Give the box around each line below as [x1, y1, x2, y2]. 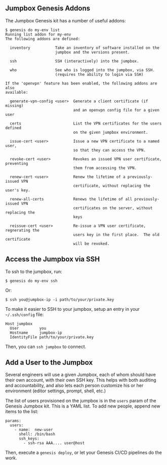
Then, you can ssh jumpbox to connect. [5, 343, 87, 350]
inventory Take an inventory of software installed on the [10, 45, 159, 50]
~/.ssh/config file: [5, 311, 44, 317]
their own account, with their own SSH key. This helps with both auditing [5, 377, 156, 383]
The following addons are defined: [5, 36, 80, 41]
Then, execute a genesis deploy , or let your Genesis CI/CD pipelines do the [5, 450, 162, 456]
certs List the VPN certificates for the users [10, 121, 162, 126]
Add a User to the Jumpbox [5, 358, 93, 367]
